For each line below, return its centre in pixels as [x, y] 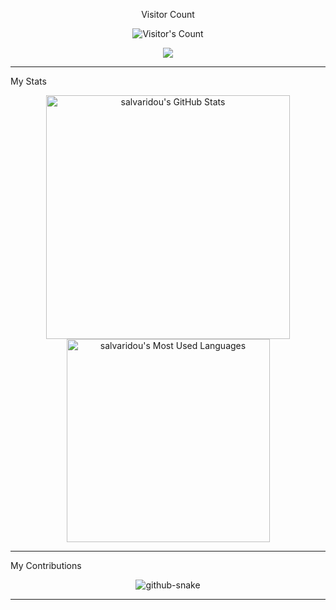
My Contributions [46, 565]
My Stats [28, 81]
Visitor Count [168, 14]
